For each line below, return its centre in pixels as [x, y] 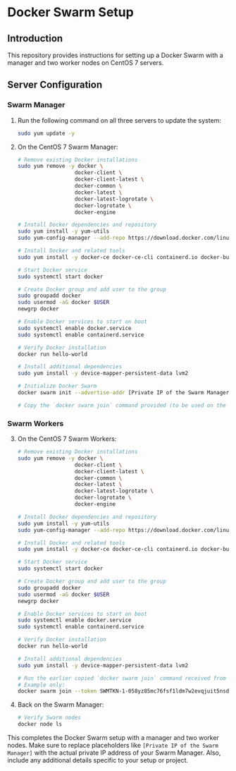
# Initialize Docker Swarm [57, 386]
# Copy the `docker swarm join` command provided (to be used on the [122, 405]
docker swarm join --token [57, 691]
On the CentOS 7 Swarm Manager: [68, 147]
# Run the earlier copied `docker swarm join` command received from [122, 678]
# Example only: [41, 685]
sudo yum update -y [46, 133]
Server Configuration [55, 85]
